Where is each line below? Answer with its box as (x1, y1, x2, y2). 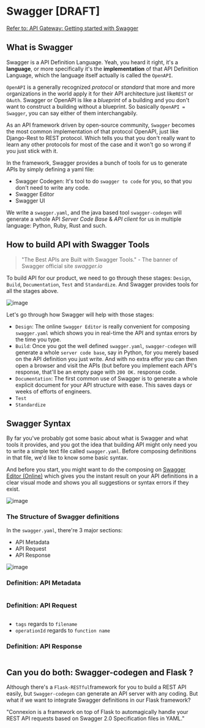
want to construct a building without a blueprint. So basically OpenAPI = (6, 103, 185, 110)
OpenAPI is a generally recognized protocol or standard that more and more (6, 83, 195, 91)
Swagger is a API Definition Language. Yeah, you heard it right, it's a (6, 58, 179, 65)
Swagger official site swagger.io (21, 262, 103, 270)
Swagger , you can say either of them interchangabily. (6, 109, 138, 117)
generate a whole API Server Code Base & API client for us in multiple (6, 215, 182, 223)
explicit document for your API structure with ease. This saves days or (15, 381, 193, 388)
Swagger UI (15, 197, 45, 204)
